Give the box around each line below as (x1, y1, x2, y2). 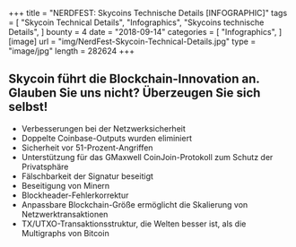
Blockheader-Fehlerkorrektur (21, 190, 129, 200)
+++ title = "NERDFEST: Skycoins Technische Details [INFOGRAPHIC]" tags (8, 8, 288, 18)
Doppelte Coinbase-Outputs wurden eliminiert (21, 132, 192, 143)
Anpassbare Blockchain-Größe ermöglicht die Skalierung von (21, 199, 248, 209)
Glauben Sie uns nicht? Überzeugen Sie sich (8, 85, 261, 101)
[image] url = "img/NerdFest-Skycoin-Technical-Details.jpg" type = (8, 36, 257, 47)
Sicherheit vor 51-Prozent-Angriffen (21, 142, 153, 153)
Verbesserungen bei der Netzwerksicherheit (21, 123, 186, 133)
